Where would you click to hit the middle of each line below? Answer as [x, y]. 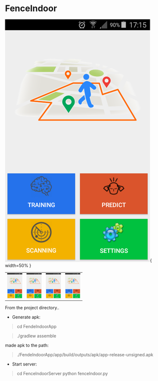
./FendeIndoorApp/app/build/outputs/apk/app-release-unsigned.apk [85, 354]
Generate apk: [26, 317]
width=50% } [18, 265]
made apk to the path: [27, 345]
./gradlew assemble [36, 336]
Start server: [24, 364]
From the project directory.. [32, 307]
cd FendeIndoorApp [37, 326]
